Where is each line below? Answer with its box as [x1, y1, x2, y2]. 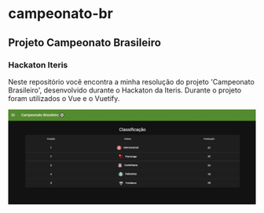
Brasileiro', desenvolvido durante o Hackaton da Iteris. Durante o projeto [8, 85, 242, 95]
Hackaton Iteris [8, 60, 68, 70]
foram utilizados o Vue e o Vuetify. [8, 93, 120, 103]
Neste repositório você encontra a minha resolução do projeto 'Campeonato [8, 77, 255, 86]
